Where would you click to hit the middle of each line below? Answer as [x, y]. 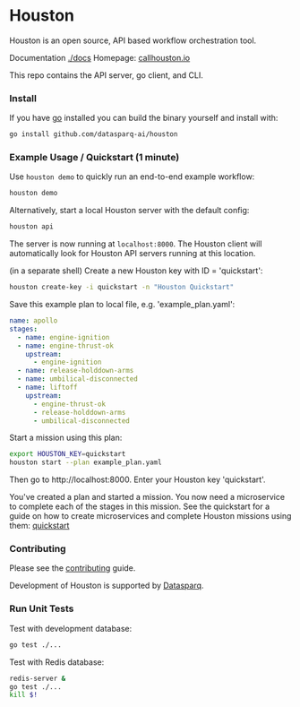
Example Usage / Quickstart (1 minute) [94, 158]
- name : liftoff [47, 388]
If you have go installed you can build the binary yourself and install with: [144, 118]
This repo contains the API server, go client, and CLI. [106, 75]
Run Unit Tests [42, 608]
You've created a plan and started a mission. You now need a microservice [147, 497]
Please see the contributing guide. [73, 568]
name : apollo [34, 321]
